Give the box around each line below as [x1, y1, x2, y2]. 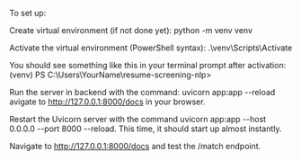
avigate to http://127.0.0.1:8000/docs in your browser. [9, 96, 206, 107]
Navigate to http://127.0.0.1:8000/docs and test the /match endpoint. [9, 141, 261, 151]
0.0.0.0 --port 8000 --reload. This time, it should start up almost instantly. [9, 123, 282, 134]
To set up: [9, 8, 47, 18]
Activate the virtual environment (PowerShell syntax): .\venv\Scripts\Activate [9, 42, 293, 53]
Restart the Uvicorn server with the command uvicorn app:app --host [9, 114, 267, 124]
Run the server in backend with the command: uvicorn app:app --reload [9, 87, 276, 97]
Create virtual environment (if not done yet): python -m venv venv [9, 25, 253, 35]
